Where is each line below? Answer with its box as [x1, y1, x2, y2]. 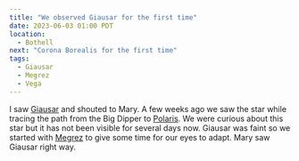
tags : [9, 54, 29, 63]
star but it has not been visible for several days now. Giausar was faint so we [9, 122, 291, 133]
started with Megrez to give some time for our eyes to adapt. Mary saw [9, 132, 270, 142]
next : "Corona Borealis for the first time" [9, 46, 178, 55]
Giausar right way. [9, 141, 77, 152]
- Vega [17, 79, 42, 88]
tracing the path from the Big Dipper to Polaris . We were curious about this [9, 113, 284, 124]
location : [9, 29, 46, 38]
